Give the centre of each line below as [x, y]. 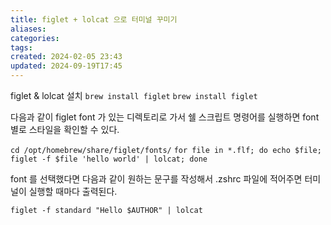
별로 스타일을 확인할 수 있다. [65, 129]
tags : [21, 47]
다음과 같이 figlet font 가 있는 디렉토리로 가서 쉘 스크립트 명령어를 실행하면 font [165, 117]
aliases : [28, 29]
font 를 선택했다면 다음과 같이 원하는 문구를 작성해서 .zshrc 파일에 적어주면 [156, 179]
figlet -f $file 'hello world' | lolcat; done [109, 159]
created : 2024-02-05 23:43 [66, 57]
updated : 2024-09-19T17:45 [66, 66]
